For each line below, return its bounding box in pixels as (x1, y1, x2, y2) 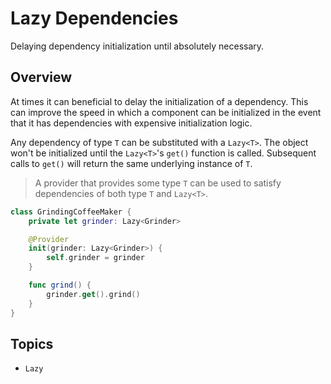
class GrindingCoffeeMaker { (10, 207, 132, 217)
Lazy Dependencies (10, 7, 179, 30)
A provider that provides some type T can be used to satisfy (34, 177, 282, 189)
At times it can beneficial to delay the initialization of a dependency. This (10, 95, 309, 107)
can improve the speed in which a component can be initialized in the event (10, 106, 322, 118)
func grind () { (28, 280, 92, 290)
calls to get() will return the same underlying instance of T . (10, 157, 253, 169)
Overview (10, 69, 73, 86)
